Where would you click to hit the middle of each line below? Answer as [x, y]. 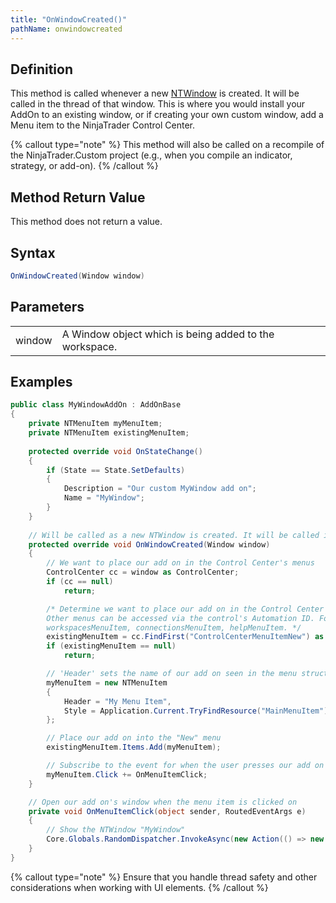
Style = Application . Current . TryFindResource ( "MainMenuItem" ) [196, 711]
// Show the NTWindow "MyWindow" [116, 830]
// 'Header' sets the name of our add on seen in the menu [172, 674]
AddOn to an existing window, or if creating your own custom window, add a [167, 115]
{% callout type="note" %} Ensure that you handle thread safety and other [164, 877]
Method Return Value [78, 197]
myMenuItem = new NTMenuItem [107, 682]
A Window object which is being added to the [168, 334]
